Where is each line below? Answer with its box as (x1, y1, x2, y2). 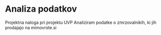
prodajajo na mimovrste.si (5, 24, 57, 30)
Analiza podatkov (5, 3, 77, 15)
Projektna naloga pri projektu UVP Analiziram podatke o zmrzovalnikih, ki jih (5, 19, 157, 25)
